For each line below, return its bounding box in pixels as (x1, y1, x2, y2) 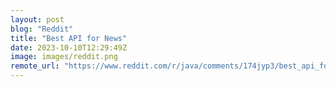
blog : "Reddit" (10, 24, 74, 34)
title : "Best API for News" (10, 33, 128, 43)
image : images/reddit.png (10, 52, 118, 62)
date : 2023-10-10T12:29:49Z (10, 42, 128, 53)
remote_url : (10, 61, 60, 71)
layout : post (10, 14, 65, 25)
